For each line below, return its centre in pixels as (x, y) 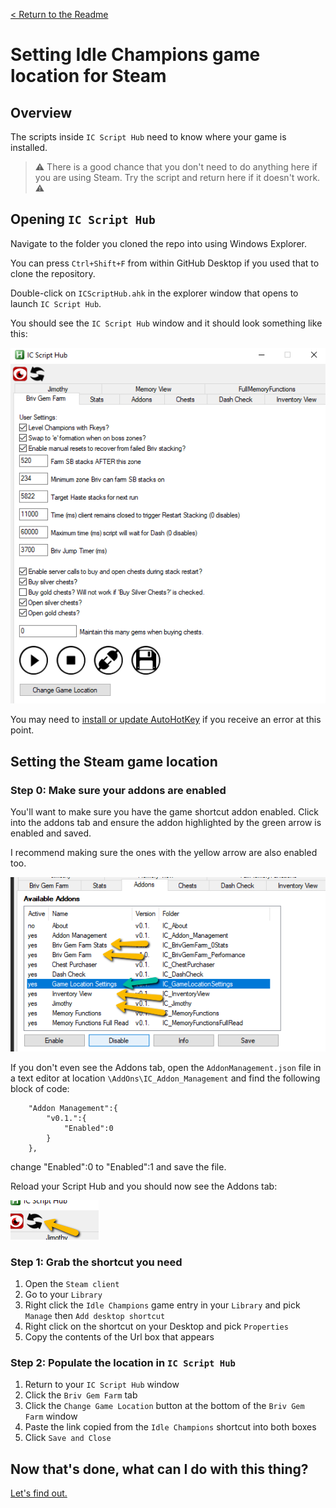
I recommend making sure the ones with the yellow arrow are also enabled (164, 852)
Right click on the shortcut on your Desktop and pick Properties (156, 1326)
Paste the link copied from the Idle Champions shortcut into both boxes (170, 1427)
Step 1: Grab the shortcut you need (96, 1262)
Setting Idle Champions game (135, 55)
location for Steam (88, 76)
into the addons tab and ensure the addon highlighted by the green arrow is (166, 822)
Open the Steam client (72, 1284)
